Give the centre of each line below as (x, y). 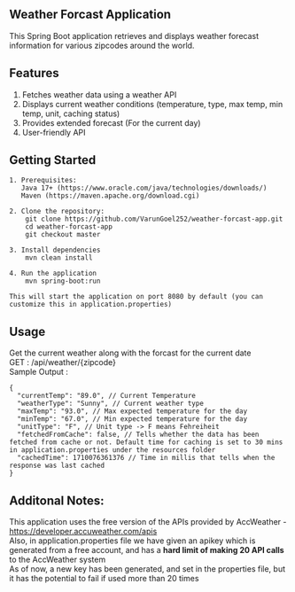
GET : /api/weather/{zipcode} (63, 362)
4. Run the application (53, 274)
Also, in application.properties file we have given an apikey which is (132, 541)
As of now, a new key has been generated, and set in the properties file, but (147, 569)
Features (34, 73)
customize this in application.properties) (91, 305)
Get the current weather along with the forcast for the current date (130, 353)
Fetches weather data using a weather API (99, 94)
